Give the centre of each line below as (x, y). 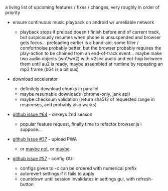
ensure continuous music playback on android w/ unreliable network (83, 22)
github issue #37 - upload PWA (45, 139)
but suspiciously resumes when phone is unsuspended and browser (91, 37)
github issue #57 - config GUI (43, 158)
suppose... (31, 129)
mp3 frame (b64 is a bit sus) (49, 69)
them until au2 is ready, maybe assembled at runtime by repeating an (91, 64)
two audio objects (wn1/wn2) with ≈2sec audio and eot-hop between (91, 59)
